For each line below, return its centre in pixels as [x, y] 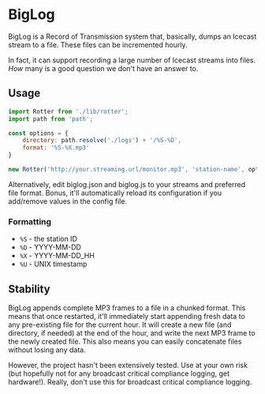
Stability [29, 289]
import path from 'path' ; [50, 119]
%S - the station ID [48, 239]
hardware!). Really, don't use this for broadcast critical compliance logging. [130, 381]
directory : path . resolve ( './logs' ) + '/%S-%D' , [102, 141]
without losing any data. [47, 350]
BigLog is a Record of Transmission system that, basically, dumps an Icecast [132, 36]
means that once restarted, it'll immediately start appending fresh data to [127, 316]
